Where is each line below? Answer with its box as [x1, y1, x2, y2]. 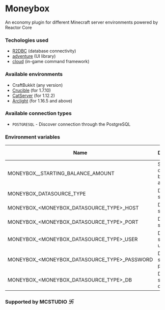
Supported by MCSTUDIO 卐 [5, 299, 74, 306]
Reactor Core [5, 24, 32, 30]
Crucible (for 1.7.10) [12, 87, 51, 93]
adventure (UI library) [12, 53, 56, 59]
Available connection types [5, 110, 72, 117]
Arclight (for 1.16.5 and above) [12, 98, 73, 103]
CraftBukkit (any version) [12, 82, 63, 88]
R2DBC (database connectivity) [12, 48, 76, 54]
